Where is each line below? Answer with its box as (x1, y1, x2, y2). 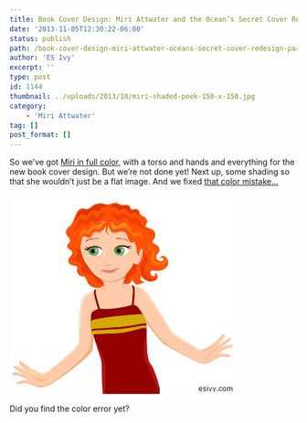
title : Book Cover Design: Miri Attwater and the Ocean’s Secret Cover (9, 15, 288, 24)
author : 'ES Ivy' (9, 53, 76, 63)
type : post (9, 73, 51, 82)
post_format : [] (9, 131, 71, 140)
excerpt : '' (9, 63, 55, 72)
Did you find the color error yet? (9, 403, 130, 415)
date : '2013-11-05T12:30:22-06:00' (9, 24, 145, 34)
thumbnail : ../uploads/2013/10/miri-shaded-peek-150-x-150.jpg (9, 91, 256, 100)
